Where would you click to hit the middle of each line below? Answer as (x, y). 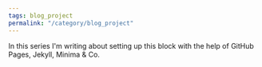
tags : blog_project (41, 16)
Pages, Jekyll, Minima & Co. (54, 54)
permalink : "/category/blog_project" (71, 23)
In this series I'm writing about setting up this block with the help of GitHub (131, 45)
